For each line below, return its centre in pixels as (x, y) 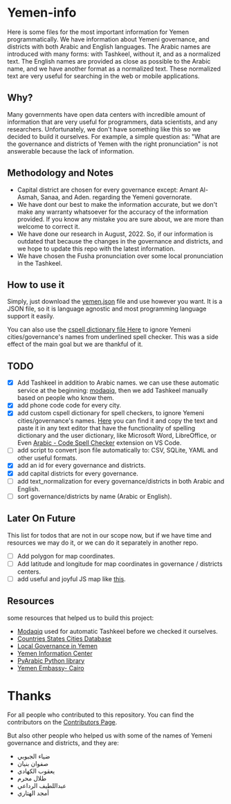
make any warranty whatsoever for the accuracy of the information (113, 212)
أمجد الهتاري (33, 793)
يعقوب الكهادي (36, 771)
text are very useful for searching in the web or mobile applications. (103, 76)
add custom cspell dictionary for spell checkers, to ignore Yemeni (111, 413)
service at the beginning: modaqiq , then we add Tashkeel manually (112, 391)
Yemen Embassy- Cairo (50, 668)
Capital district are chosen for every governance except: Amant (108, 190)
